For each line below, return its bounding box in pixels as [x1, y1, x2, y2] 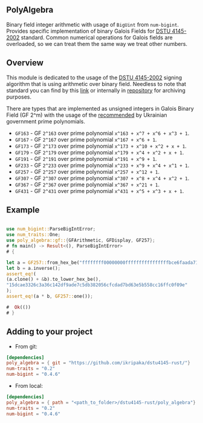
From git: [14, 343, 37, 350]
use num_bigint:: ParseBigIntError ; [6, 226, 96, 232]
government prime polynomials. [6, 117, 86, 125]
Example [6, 205, 40, 215]
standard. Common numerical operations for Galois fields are [21, 33, 173, 41]
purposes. [6, 93, 32, 100]
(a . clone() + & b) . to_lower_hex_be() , [6, 277, 101, 283]
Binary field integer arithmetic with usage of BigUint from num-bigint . [6, 21, 179, 28]
